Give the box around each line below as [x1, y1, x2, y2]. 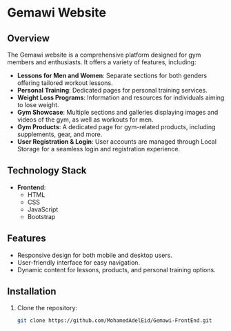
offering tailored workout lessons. [17, 79, 113, 87]
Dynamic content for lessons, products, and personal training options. [17, 265, 216, 274]
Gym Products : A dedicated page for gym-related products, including [17, 123, 216, 131]
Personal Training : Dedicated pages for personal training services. [17, 86, 208, 94]
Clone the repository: [17, 304, 78, 312]
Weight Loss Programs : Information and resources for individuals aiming [17, 93, 225, 102]
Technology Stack [7, 164, 87, 177]
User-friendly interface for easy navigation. [17, 258, 140, 267]
